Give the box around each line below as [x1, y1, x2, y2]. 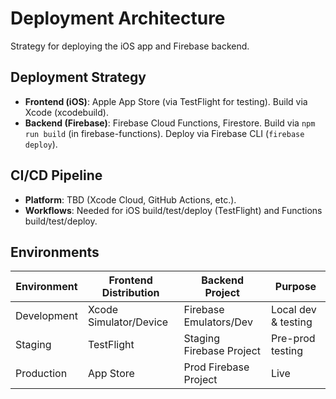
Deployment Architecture [10, 7, 226, 30]
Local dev [270, 303, 317, 317]
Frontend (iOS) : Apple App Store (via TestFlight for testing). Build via [24, 95, 308, 107]
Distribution [101, 286, 160, 300]
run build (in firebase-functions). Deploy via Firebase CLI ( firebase [24, 127, 305, 139]
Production [15, 367, 68, 381]
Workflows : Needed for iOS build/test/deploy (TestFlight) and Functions [24, 204, 323, 216]
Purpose [274, 280, 317, 294]
